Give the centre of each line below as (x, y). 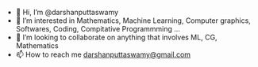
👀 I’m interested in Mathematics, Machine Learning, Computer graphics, (133, 20)
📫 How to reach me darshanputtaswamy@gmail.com (103, 54)
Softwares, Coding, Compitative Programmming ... (98, 29)
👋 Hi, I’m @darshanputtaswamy (67, 12)
